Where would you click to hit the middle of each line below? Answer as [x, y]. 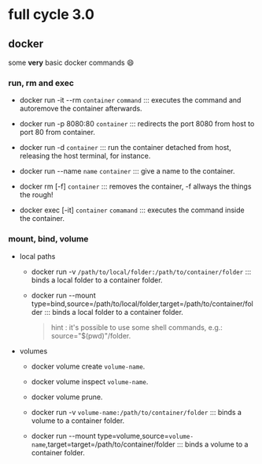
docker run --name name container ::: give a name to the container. [127, 171]
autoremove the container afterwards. [81, 109]
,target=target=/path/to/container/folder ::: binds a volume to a [147, 444]
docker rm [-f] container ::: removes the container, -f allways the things [135, 186]
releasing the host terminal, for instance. [85, 156]
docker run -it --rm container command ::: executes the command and [130, 100]
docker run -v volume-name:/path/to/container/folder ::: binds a [137, 412]
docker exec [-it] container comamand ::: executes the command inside [132, 210]
